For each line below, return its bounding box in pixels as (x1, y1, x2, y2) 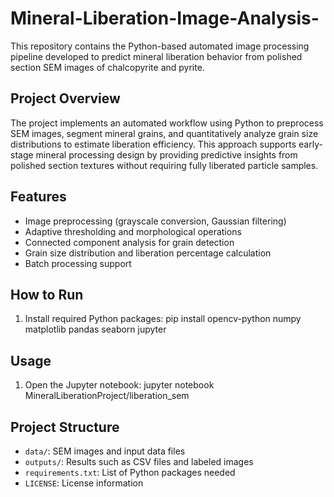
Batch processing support (24, 257, 132, 269)
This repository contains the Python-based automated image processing (10, 40, 310, 52)
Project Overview (10, 90, 121, 107)
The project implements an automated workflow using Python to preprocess (10, 117, 324, 129)
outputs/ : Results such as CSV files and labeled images (24, 456, 254, 467)
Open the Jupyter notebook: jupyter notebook (24, 379, 215, 391)
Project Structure (10, 418, 120, 436)
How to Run (10, 286, 84, 303)
